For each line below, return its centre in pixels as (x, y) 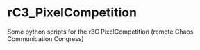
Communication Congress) (46, 38)
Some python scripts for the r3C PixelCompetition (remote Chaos (100, 32)
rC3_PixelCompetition (72, 13)
